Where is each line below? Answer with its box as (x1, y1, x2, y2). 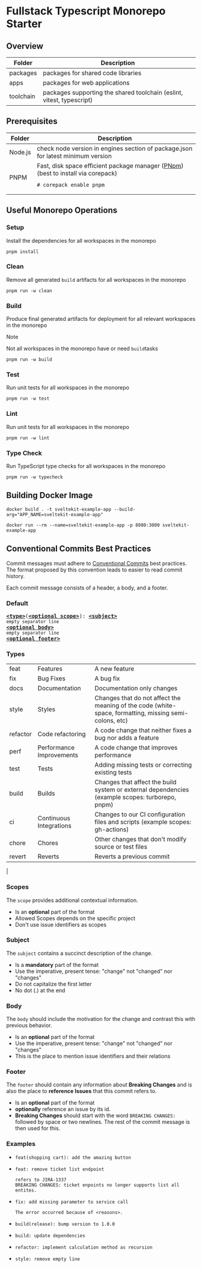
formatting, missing (115, 709, 170, 718)
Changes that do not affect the (94, 694, 181, 703)
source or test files (94, 843, 147, 851)
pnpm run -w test (6, 395, 50, 402)
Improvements (37, 751, 79, 760)
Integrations (37, 821, 72, 830)
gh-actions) (94, 825, 129, 834)
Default (6, 599, 29, 608)
